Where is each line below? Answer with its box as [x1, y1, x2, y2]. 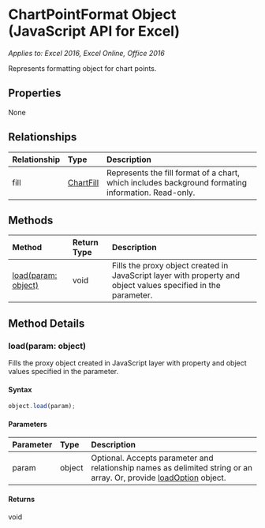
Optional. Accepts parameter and [90, 452, 215, 463]
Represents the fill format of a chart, [106, 167, 241, 178]
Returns [8, 494, 35, 504]
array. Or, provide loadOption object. [90, 472, 226, 483]
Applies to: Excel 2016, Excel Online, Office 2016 [8, 48, 166, 58]
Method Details [8, 316, 85, 330]
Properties [8, 87, 62, 100]
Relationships [8, 130, 77, 144]
